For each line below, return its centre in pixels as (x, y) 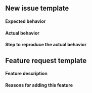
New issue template (37, 8)
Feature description (27, 74)
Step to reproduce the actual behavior (46, 45)
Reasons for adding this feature (39, 85)
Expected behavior (26, 21)
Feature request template (46, 60)
